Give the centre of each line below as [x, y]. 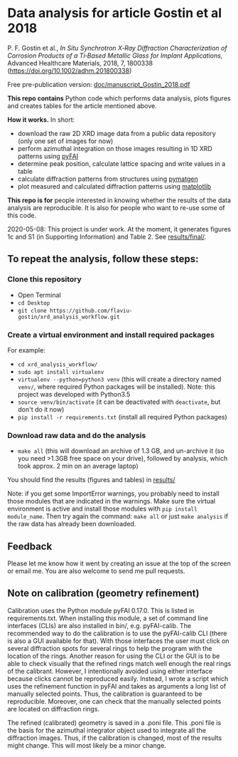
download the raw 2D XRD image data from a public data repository [117, 133]
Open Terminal [39, 295]
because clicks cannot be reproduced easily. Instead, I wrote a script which [118, 679]
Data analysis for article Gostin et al [115, 13]
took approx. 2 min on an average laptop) [78, 466]
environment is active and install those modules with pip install [102, 509]
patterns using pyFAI [48, 156]
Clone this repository [44, 279]
